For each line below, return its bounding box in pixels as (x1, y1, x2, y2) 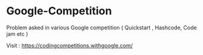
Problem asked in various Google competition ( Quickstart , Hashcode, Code (6, 24, 197, 31)
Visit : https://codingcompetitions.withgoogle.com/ (6, 42, 133, 49)
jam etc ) (6, 30, 28, 37)
